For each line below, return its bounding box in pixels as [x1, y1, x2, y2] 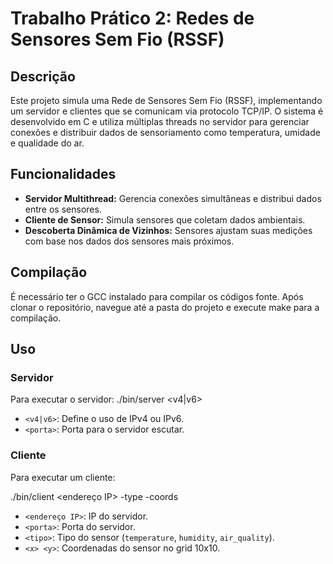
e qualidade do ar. [10, 137, 85, 149]
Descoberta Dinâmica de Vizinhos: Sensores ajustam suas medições [24, 224, 313, 236]
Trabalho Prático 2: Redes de [10, 7, 255, 30]
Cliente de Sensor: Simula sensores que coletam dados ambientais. [24, 213, 306, 226]
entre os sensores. [24, 203, 102, 215]
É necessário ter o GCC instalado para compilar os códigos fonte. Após [10, 290, 304, 302]
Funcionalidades [10, 166, 117, 183]
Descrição [10, 68, 76, 85]
